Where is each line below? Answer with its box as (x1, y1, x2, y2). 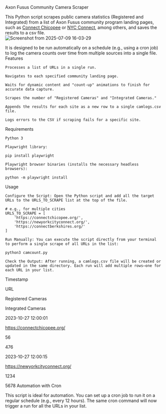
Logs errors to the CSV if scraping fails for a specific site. (5, 117, 141, 122)
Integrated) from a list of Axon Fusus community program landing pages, (5, 19, 154, 25)
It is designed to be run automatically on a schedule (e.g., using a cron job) (5, 45, 159, 50)
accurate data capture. (5, 87, 55, 92)
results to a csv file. (5, 30, 46, 35)
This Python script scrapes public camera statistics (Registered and (5, 14, 144, 19)
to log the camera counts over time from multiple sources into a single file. (5, 50, 158, 56)
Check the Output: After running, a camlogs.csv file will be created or (5, 259, 162, 264)
